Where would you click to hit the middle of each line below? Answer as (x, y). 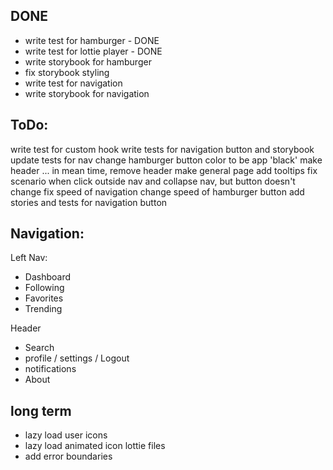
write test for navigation (73, 83)
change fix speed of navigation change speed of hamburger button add (157, 191)
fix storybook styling (67, 72)
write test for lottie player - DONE (93, 51)
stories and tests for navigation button (89, 202)
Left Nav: (29, 258)
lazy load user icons (66, 435)
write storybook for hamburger (88, 61)
